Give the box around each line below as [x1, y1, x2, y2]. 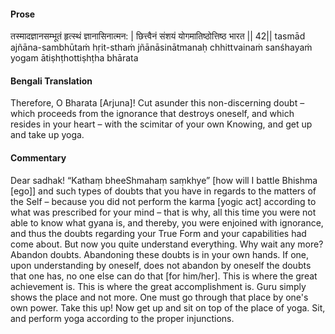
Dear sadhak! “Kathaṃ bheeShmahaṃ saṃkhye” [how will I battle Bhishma [10, 174, 318, 186]
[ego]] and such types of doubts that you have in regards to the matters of [10, 185, 317, 197]
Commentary [10, 152, 67, 164]
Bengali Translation [10, 75, 93, 87]
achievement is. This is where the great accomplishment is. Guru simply [10, 280, 307, 292]
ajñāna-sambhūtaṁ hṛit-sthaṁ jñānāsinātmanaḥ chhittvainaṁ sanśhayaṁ [10, 41, 313, 54]
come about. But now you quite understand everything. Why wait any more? [10, 238, 324, 250]
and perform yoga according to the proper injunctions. [10, 312, 235, 324]
